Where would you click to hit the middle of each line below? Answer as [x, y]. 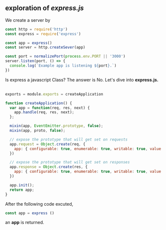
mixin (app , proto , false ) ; [38, 131]
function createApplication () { [39, 103]
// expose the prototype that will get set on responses [70, 162]
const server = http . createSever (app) [45, 47]
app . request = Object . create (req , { [47, 144]
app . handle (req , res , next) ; [44, 112]
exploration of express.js [44, 8]
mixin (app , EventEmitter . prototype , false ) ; [56, 126]
